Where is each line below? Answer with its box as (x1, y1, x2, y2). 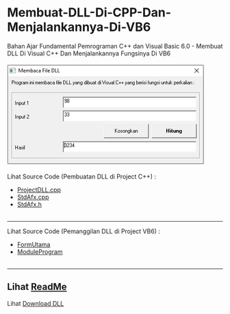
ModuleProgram (16, 248, 63, 256)
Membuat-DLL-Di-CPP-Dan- (7, 5, 172, 21)
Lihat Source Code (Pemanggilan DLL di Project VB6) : (7, 227, 161, 235)
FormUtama (16, 240, 51, 248)
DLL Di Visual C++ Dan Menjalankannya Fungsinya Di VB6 (7, 49, 171, 57)
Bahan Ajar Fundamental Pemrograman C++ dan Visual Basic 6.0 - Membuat (7, 42, 223, 50)
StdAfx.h (16, 200, 42, 208)
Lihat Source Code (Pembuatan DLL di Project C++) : (7, 172, 156, 181)
